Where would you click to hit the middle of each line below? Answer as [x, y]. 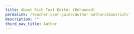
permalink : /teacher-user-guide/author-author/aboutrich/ [67, 14]
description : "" [22, 19]
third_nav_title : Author [31, 24]
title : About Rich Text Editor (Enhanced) [50, 10]
